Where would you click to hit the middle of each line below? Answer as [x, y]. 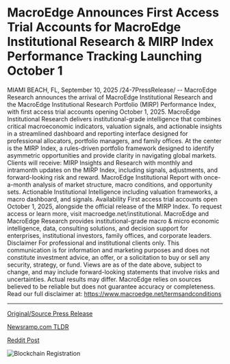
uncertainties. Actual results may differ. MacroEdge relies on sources [104, 279]
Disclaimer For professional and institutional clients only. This [93, 243]
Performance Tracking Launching [104, 57]
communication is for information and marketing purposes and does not [108, 250]
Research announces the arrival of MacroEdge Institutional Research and [110, 97]
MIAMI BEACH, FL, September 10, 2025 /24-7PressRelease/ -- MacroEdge [112, 90]
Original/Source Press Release [50, 313]
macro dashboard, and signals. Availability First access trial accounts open [112, 199]
